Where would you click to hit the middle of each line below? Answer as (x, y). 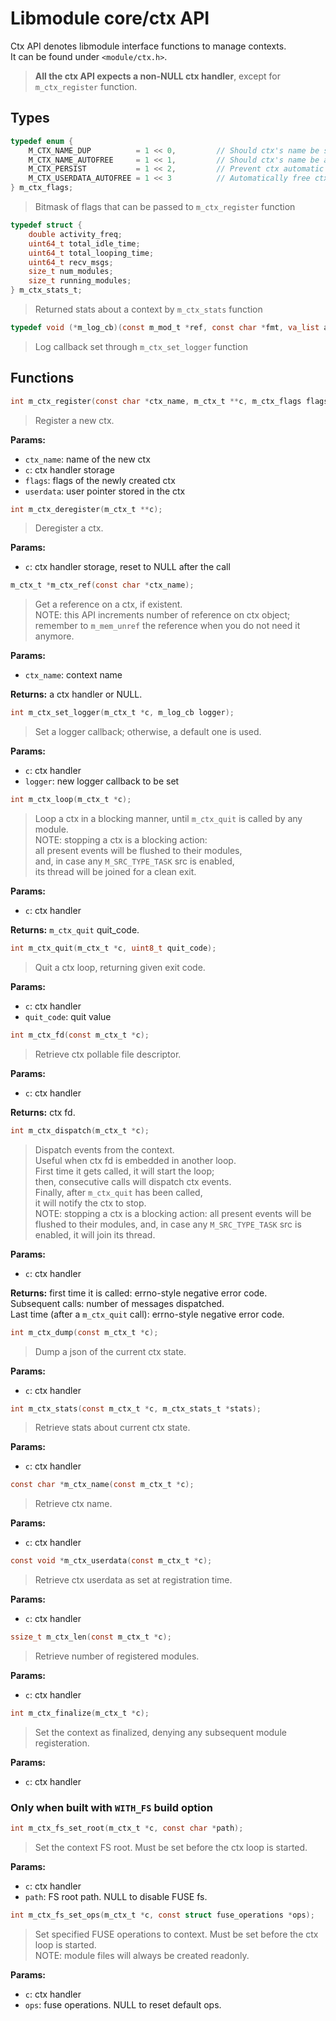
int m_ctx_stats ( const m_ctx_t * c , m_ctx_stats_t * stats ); (136, 1408)
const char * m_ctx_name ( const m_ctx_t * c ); (102, 1485)
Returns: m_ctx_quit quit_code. (75, 930)
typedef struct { (46, 225)
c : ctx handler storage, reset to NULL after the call (127, 567)
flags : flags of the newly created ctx (100, 480)
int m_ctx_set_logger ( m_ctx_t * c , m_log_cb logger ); (122, 713)
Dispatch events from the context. (104, 1149)
